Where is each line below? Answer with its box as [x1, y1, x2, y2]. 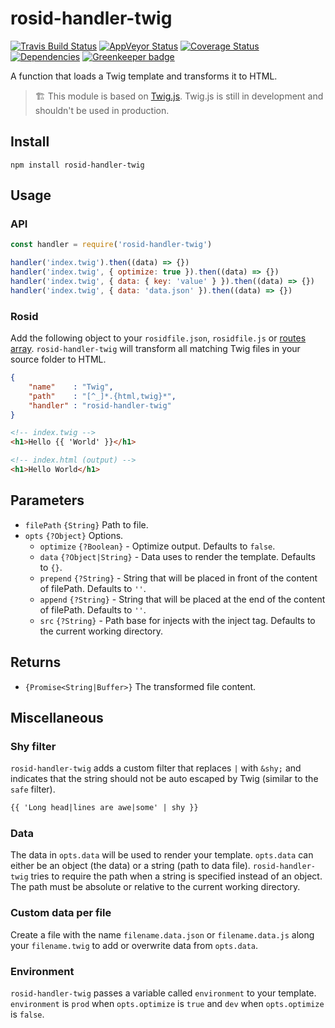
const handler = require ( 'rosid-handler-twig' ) [10, 240, 213, 250]
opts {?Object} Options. [24, 529, 124, 541]
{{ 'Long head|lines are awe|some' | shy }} [10, 803, 199, 813]
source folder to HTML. [10, 353, 107, 366]
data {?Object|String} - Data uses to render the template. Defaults [39, 550, 316, 562]
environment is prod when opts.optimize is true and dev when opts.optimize [10, 998, 325, 1010]
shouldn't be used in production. [34, 104, 170, 116]
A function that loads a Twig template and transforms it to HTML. [10, 70, 278, 82]
